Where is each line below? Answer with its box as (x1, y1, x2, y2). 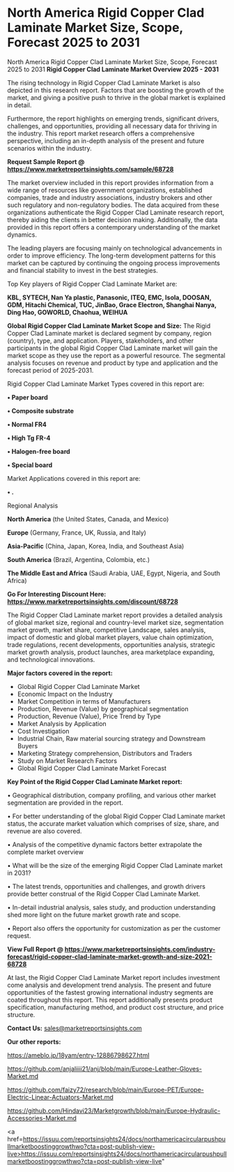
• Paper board (7, 393, 49, 401)
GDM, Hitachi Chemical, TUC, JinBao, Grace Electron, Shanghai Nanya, (7, 300, 217, 309)
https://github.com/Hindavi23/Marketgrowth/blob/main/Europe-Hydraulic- (7, 1106, 221, 1115)
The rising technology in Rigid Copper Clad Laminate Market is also (7, 78, 201, 87)
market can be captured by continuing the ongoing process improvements (7, 258, 221, 267)
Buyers (17, 741, 38, 750)
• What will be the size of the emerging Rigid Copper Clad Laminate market (7, 861, 223, 870)
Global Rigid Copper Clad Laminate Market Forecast (17, 764, 167, 772)
